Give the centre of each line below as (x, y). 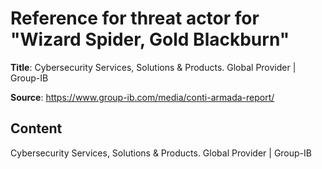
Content (36, 128)
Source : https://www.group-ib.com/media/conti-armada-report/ (142, 97)
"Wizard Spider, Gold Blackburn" (150, 39)
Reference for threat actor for (135, 18)
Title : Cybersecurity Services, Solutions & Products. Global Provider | (153, 67)
